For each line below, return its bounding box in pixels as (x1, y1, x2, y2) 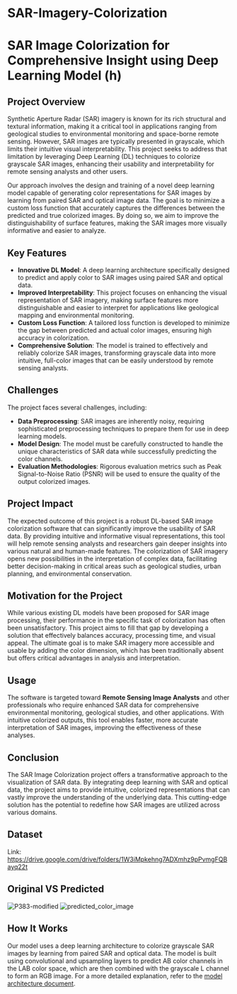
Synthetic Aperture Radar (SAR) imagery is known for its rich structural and (7, 115, 226, 123)
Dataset (7, 829, 43, 841)
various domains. (7, 808, 58, 817)
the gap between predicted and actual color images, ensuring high (17, 326, 212, 334)
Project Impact (7, 498, 74, 510)
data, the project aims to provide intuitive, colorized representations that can (7, 785, 230, 794)
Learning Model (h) (7, 67, 122, 84)
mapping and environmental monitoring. (17, 311, 134, 319)
